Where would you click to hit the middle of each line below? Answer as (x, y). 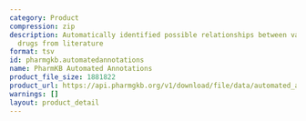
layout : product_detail (55, 102)
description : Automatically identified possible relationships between (148, 35)
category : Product (44, 18)
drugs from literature (61, 43)
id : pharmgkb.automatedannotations (77, 60)
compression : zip (42, 26)
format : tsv (32, 52)
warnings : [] (34, 94)
